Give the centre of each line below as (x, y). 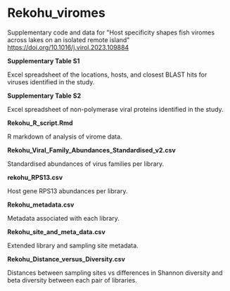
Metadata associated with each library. (63, 218)
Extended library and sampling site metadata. (73, 245)
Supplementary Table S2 (44, 96)
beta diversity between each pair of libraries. (72, 280)
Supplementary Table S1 (44, 60)
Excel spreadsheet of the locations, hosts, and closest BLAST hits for (107, 75)
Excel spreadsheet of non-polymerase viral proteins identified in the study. (115, 109)
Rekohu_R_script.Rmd (40, 123)
